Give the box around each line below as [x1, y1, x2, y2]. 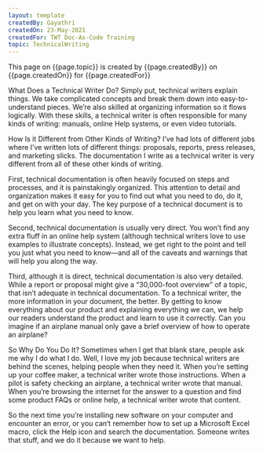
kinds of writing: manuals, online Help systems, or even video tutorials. [8, 119, 237, 129]
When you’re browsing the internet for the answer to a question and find [8, 387, 242, 396]
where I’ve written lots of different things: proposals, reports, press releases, [8, 143, 256, 152]
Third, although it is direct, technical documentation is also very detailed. [8, 272, 243, 281]
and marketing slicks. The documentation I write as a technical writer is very [8, 151, 255, 161]
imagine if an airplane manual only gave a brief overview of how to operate [8, 322, 250, 331]
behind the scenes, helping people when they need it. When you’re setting [8, 362, 249, 371]
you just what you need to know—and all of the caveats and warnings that [8, 248, 248, 257]
